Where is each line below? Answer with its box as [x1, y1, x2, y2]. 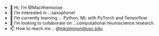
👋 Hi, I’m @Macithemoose [9, 5, 63, 10]
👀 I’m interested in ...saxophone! [9, 10, 76, 16]
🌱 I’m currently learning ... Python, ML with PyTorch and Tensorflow [9, 15, 147, 20]
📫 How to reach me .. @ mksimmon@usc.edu [9, 26, 103, 31]
